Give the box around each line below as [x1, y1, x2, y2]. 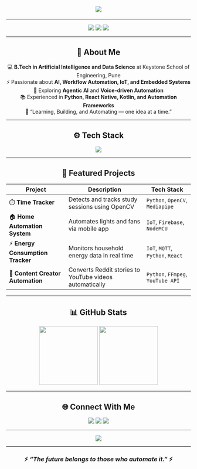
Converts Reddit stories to [68, 266, 141, 274]
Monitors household [68, 244, 124, 252]
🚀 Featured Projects [62, 168, 135, 178]
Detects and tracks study [68, 195, 138, 203]
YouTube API [146, 277, 180, 284]
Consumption [9, 249, 48, 257]
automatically [68, 280, 106, 288]
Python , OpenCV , [146, 196, 188, 205]
